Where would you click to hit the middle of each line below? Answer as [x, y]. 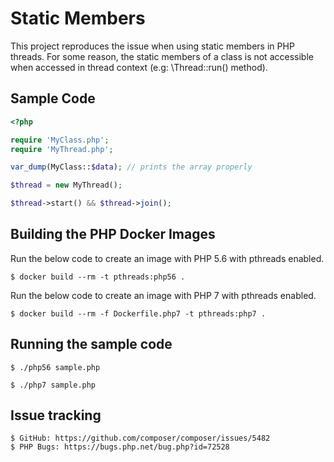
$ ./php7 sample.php [53, 385]
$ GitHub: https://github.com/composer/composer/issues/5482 [140, 438]
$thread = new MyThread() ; [66, 185]
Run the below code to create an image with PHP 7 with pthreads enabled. [163, 295]
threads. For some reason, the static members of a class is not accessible [162, 56]
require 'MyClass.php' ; [60, 140]
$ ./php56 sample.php [55, 367]
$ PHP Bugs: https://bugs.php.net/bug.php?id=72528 [120, 447]
